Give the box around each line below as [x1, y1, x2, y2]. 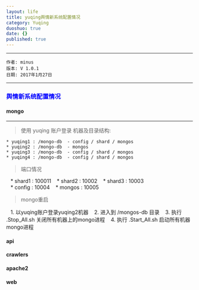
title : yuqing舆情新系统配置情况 [6, 14, 81, 20]
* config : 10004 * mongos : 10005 [10, 184, 99, 191]
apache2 [6, 264, 28, 272]
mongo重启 [20, 196, 49, 203]
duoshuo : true [6, 25, 41, 31]
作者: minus [6, 59, 34, 65]
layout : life [6, 8, 38, 15]
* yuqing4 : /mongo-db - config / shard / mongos [6, 155, 134, 160]
